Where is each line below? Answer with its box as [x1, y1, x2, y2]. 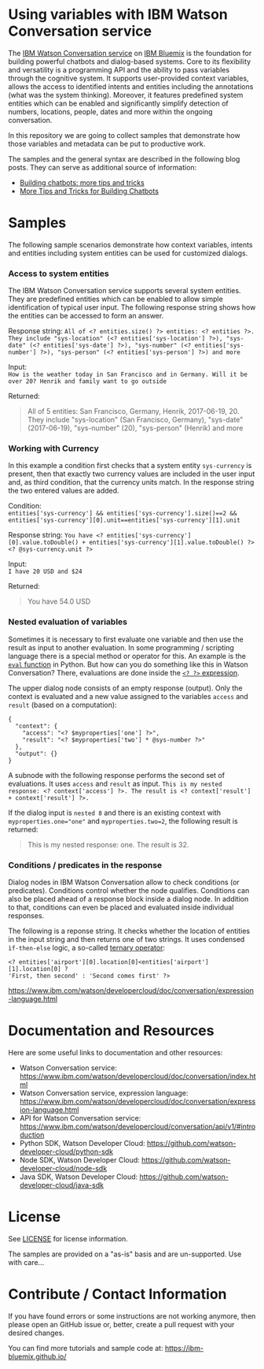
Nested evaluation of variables [8, 616, 128, 627]
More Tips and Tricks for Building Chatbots [19, 186, 159, 195]
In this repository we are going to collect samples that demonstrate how [8, 130, 241, 140]
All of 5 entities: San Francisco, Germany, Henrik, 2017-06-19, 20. [27, 407, 240, 416]
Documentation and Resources [8, 1022, 214, 1040]
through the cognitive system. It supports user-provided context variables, [8, 73, 249, 83]
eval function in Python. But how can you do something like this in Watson [8, 660, 249, 669]
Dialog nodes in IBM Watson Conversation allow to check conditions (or [8, 877, 240, 887]
